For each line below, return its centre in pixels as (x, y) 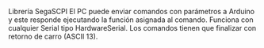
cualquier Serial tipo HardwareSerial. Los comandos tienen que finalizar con (132, 28)
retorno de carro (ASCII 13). (53, 36)
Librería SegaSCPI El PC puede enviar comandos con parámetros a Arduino (132, 11)
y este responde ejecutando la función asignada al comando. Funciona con (131, 20)
